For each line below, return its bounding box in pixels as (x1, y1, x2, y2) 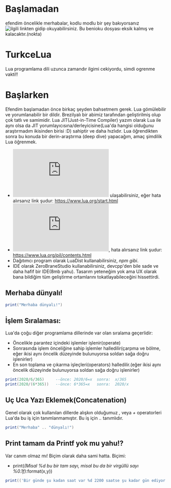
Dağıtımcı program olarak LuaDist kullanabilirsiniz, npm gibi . (12, 257, 139, 264)
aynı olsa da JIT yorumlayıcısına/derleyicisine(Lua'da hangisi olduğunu (5, 122, 154, 129)
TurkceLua (5, 49, 52, 60)
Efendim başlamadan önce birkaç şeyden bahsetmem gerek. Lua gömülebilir (5, 106, 166, 112)
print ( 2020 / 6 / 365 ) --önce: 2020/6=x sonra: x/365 (5, 377, 127, 382)
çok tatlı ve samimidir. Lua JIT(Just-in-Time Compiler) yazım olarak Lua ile (5, 117, 161, 123)
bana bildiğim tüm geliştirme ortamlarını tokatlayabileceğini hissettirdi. (12, 273, 160, 280)
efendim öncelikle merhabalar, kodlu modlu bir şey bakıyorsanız (5, 20, 139, 26)
